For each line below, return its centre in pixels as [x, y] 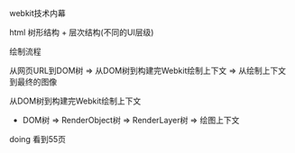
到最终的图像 [33, 82]
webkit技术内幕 [37, 13]
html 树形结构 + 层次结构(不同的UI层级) [82, 32]
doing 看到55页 [37, 139]
